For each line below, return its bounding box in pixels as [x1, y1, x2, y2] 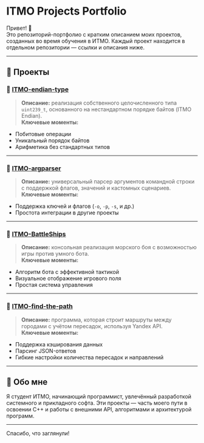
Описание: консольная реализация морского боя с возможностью [21, 244, 197, 251]
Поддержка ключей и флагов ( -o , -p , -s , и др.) [15, 202, 135, 210]
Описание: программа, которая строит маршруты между [21, 316, 172, 323]
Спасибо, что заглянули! [6, 430, 70, 437]
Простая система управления [15, 281, 93, 289]
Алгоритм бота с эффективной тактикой [15, 269, 120, 276]
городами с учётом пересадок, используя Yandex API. [21, 322, 163, 329]
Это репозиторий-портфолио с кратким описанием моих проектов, [6, 30, 182, 38]
